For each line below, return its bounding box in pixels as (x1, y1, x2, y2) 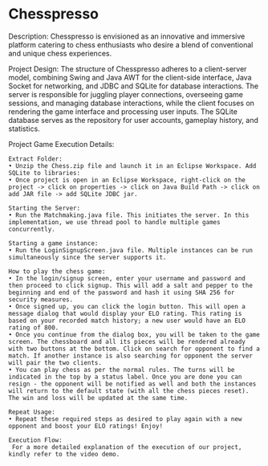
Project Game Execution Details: (8, 139, 115, 149)
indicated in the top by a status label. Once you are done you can (8, 373, 242, 381)
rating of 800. (8, 323, 59, 332)
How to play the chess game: (8, 267, 106, 276)
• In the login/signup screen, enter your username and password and (8, 274, 246, 282)
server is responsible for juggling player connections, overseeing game (8, 89, 243, 99)
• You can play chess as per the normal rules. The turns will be (8, 366, 235, 374)
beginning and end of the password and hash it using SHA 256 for (8, 288, 235, 296)
